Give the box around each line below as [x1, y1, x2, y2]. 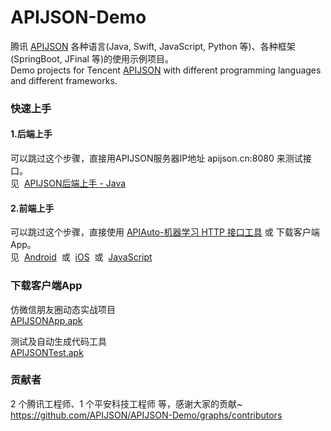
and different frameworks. [10, 74, 118, 86]
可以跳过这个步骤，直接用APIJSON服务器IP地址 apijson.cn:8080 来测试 [10, 152, 303, 165]
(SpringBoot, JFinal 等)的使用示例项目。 [10, 52, 175, 65]
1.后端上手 [10, 128, 53, 140]
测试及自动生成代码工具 [10, 335, 107, 347]
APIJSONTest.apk [10, 346, 84, 358]
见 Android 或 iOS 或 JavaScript [10, 251, 153, 263]
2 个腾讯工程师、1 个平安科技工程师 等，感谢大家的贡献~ [10, 397, 243, 410]
